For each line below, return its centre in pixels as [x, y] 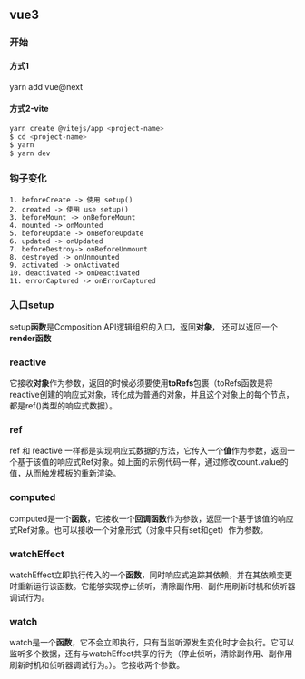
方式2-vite [29, 109]
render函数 [30, 338]
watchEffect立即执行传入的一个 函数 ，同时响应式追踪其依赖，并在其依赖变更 [151, 575]
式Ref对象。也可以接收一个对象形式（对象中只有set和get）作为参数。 [139, 529]
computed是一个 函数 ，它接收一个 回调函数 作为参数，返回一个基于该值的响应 [152, 518]
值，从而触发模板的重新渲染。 [65, 473]
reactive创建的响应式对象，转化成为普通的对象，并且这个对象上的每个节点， [152, 395]
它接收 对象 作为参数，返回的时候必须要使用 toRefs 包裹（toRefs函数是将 [142, 383]
